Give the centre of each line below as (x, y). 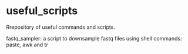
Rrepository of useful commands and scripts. (61, 27)
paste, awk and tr (27, 45)
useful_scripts (42, 11)
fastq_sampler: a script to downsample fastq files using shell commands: (94, 38)
